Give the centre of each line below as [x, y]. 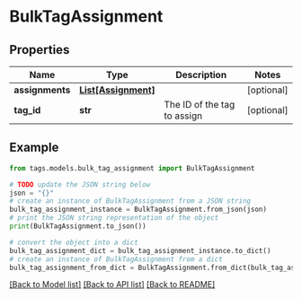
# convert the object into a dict [74, 242]
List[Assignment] [117, 90]
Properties [40, 50]
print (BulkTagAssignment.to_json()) [78, 226]
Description [201, 75]
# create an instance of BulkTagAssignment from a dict [116, 259]
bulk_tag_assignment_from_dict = [72, 267]
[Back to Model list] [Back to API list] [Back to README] [112, 285]
